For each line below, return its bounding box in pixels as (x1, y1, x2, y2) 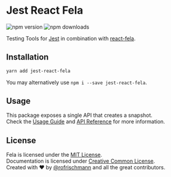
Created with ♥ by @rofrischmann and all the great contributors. (6, 164, 166, 171)
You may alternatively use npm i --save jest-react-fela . (6, 79, 147, 86)
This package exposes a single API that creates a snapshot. (6, 111, 153, 119)
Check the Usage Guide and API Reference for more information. (6, 118, 166, 125)
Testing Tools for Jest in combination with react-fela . (6, 35, 136, 42)
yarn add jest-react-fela (6, 68, 70, 74)
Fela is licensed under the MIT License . (6, 151, 102, 159)
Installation (6, 52, 49, 63)
